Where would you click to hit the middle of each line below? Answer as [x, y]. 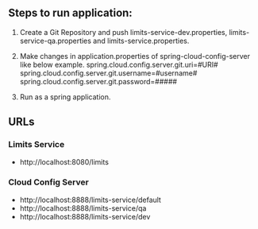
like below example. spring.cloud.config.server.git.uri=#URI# [119, 64]
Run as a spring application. [65, 97]
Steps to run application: [70, 13]
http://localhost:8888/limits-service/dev [85, 216]
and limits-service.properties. [141, 41]
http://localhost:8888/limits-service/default [90, 200]
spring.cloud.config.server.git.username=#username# [108, 73]
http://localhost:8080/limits [64, 161]
